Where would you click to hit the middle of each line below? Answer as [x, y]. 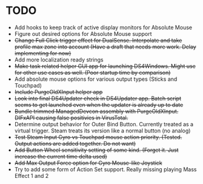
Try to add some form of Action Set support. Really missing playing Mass [105, 169]
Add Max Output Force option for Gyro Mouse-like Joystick [88, 163]
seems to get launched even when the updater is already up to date [99, 104]
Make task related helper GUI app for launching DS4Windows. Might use [105, 66]
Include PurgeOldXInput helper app [58, 92]
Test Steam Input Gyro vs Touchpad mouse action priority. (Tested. [98, 137]
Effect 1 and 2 [32, 175]
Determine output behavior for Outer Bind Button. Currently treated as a [104, 124]
